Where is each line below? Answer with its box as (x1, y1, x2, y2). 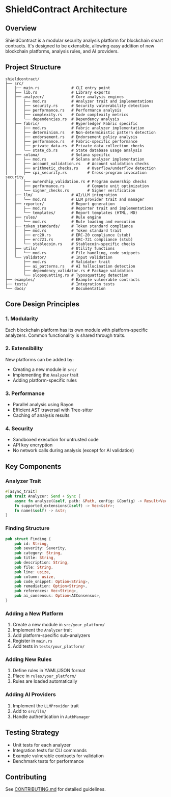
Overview (5, 24, 37, 33)
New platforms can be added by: (5, 356, 74, 362)
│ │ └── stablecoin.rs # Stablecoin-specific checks (5, 241, 136, 247)
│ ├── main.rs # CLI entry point (5, 85, 110, 90)
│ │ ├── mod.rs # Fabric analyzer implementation (5, 125, 145, 130)
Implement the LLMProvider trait (12, 702, 79, 709)
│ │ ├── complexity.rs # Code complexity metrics (5, 112, 129, 117)
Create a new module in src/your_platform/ (12, 622, 105, 628)
